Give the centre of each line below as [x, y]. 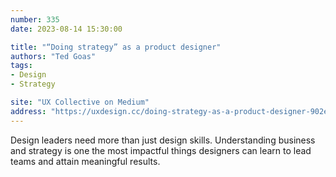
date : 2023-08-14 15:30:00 [66, 29]
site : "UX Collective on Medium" [80, 102]
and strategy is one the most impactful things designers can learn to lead [161, 150]
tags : [21, 66]
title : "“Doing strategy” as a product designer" [116, 47]
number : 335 [35, 19]
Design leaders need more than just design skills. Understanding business [163, 140]
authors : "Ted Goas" [53, 56]
